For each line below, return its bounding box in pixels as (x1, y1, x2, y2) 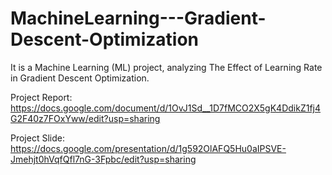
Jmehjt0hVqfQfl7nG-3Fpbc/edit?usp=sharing (10, 153, 197, 165)
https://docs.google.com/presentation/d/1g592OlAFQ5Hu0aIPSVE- (10, 142, 287, 154)
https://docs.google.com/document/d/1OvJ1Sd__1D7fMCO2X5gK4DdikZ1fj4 (10, 102, 322, 114)
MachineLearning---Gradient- (10, 7, 267, 30)
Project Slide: (10, 132, 65, 144)
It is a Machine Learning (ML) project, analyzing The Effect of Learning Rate (10, 61, 323, 73)
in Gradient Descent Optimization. (10, 72, 150, 84)
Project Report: (10, 91, 73, 103)
